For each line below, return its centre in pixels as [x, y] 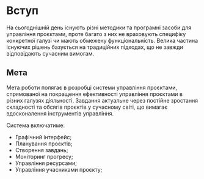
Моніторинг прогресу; [44, 156]
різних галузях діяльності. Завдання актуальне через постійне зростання [102, 100]
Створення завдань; [42, 150]
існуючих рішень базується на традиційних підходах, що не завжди [95, 47]
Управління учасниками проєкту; [59, 169]
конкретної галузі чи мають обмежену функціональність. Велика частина [102, 40]
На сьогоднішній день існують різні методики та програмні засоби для [99, 27]
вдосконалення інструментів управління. [60, 113]
